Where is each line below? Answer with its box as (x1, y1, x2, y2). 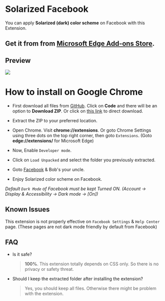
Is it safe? (12, 251, 32, 257)
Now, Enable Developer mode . (12, 148, 72, 153)
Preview (5, 56, 31, 65)
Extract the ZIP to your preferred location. (12, 118, 98, 124)
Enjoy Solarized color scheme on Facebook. (12, 176, 103, 182)
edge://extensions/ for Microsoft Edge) (12, 138, 94, 144)
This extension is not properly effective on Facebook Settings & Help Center (5, 218, 160, 224)
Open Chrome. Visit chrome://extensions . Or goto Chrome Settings (12, 127, 151, 133)
